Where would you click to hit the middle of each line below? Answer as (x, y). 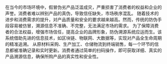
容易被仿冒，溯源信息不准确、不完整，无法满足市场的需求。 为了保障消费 (84, 26)
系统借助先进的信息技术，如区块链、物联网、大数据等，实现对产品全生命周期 (83, 38)
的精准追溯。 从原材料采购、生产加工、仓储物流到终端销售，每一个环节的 (80, 44)
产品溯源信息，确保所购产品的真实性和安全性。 (53, 56)
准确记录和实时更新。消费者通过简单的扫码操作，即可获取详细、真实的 (90, 50)
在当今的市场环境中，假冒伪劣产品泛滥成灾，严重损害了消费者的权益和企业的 (83, 7)
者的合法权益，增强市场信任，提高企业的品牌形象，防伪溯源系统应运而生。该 (83, 32)
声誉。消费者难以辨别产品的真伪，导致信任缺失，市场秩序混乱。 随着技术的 (82, 13)
